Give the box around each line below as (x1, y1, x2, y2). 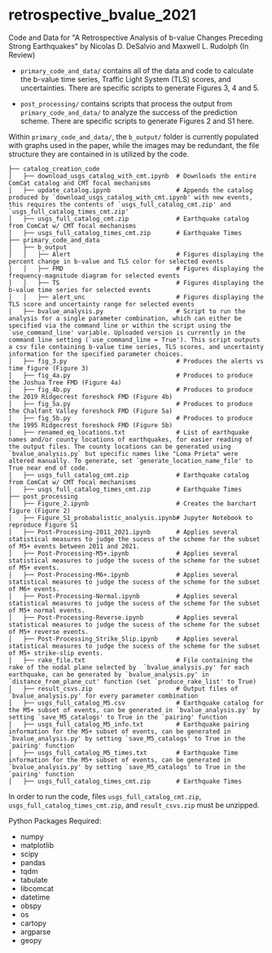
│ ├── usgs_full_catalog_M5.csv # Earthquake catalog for (8, 698, 265, 707)
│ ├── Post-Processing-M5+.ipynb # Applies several (8, 549, 239, 557)
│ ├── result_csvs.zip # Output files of (8, 684, 239, 693)
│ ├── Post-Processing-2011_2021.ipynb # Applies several (8, 527, 239, 536)
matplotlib (20, 840, 55, 850)
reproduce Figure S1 (8, 521, 79, 529)
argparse (20, 926, 51, 937)
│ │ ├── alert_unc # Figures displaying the (8, 293, 265, 301)
